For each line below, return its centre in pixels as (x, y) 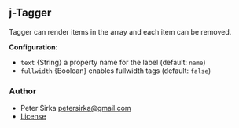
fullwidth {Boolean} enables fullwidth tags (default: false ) (116, 71)
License (33, 116)
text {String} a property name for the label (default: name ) (113, 62)
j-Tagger (30, 13)
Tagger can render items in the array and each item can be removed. (120, 31)
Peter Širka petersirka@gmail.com (76, 108)
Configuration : (33, 47)
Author (23, 91)
